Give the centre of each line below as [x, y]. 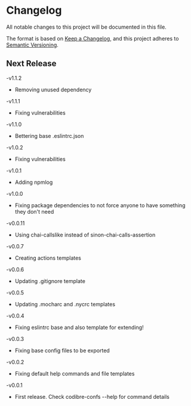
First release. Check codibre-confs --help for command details [92, 396]
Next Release [31, 64]
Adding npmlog [34, 182]
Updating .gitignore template [50, 281]
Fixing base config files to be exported [62, 350]
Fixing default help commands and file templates [75, 373]
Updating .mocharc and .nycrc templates [65, 304]
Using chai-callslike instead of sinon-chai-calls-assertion [85, 235]
